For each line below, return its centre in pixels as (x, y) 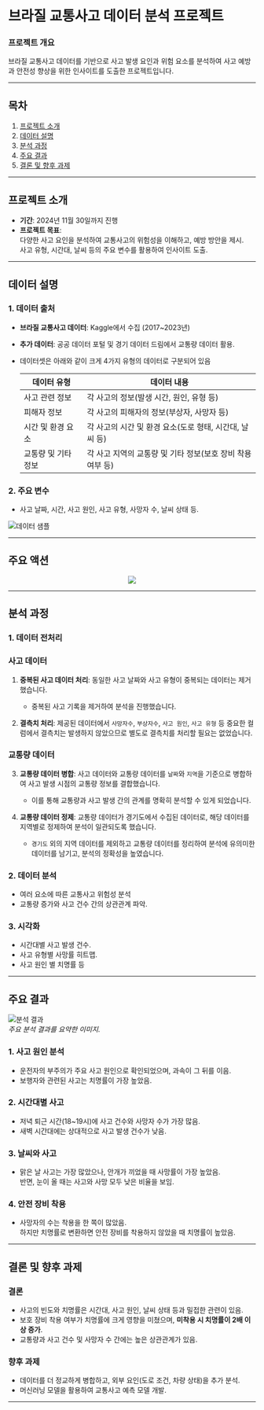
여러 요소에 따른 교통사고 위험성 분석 (75, 894)
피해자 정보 (43, 412)
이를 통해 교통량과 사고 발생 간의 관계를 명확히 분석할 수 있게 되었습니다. (141, 800)
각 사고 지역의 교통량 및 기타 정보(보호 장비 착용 (169, 453)
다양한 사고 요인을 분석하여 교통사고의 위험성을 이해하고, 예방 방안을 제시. (132, 240)
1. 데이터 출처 (32, 309)
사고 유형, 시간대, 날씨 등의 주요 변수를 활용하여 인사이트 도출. (114, 250)
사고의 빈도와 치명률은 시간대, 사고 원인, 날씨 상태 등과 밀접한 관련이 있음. (131, 1310)
